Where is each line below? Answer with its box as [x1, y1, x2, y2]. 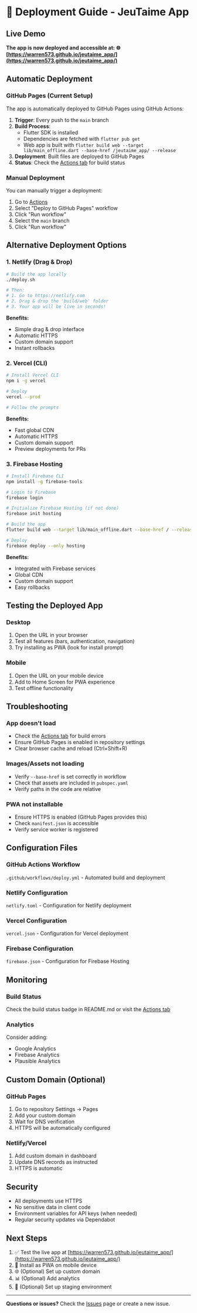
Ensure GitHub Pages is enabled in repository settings [14, 739, 145, 746]
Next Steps [6, 1233, 47, 1243]
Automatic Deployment [6, 74, 93, 84]
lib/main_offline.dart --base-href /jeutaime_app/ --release [23, 147, 176, 153]
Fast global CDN [14, 426, 55, 433]
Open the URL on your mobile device [14, 672, 104, 679]
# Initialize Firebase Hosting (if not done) [6, 505, 119, 511]
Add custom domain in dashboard [14, 1152, 97, 1159]
